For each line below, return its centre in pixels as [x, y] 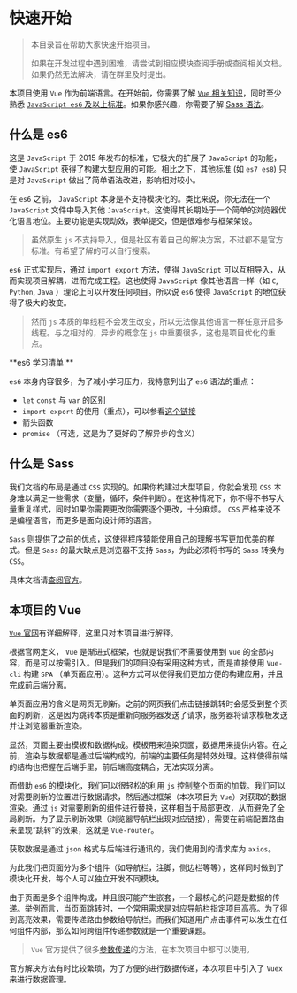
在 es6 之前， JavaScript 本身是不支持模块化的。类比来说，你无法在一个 [140, 198]
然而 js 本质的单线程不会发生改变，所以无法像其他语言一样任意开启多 [157, 321]
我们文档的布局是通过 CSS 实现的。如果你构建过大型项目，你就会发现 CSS [141, 487]
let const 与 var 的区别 [64, 400]
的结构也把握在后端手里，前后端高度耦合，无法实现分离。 [114, 767]
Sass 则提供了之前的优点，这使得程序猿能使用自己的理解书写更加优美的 [138, 539]
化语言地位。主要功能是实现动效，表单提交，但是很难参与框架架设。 [133, 220]
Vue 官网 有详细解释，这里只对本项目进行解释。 [94, 633]
